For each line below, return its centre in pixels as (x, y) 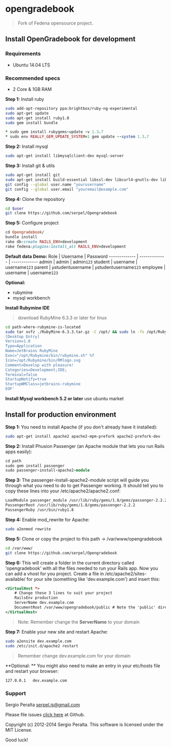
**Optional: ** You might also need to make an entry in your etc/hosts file (83, 666)
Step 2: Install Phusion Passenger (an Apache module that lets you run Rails (85, 446)
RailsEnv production (36, 598)
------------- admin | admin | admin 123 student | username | (74, 262)
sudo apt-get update (27, 113)
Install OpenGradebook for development (70, 39)
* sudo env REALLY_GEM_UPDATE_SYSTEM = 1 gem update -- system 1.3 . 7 (77, 137)
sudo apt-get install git (33, 175)
